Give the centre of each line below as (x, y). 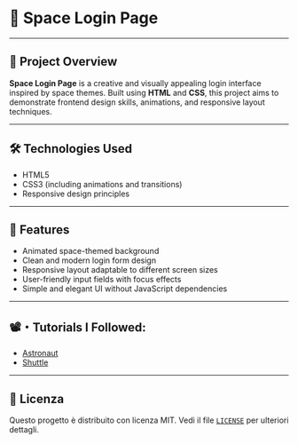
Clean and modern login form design (89, 260)
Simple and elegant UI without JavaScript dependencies (125, 289)
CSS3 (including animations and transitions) (102, 184)
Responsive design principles (76, 194)
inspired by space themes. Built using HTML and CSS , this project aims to (144, 92)
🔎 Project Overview (63, 62)
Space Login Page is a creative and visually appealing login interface (135, 83)
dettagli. (24, 429)
